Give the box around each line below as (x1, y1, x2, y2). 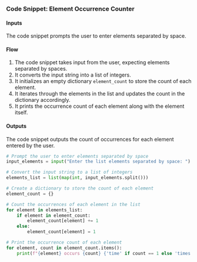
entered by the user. (6, 142, 55, 149)
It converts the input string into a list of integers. (14, 71, 131, 78)
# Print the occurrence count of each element (6, 240, 122, 246)
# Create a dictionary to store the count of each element (6, 185, 154, 191)
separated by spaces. (14, 65, 68, 72)
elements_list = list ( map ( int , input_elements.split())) (6, 175, 149, 181)
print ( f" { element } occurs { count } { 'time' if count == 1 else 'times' (16, 250, 193, 256)
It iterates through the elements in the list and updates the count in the (14, 90, 185, 97)
